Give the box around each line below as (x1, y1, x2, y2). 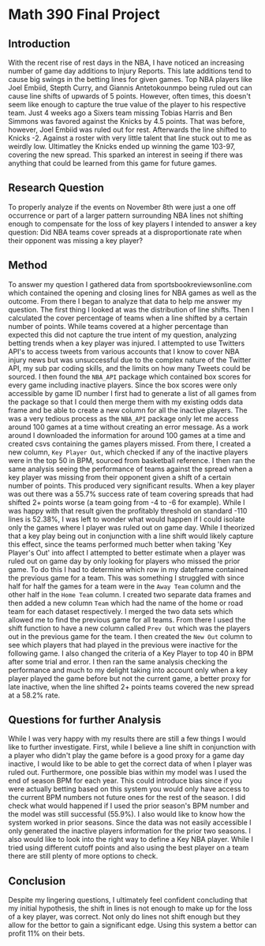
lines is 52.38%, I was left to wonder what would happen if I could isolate (8, 514, 245, 524)
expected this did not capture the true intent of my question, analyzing (8, 330, 237, 339)
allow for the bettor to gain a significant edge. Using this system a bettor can (8, 921, 257, 930)
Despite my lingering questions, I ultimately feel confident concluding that (8, 896, 248, 905)
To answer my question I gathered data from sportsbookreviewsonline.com (8, 279, 252, 289)
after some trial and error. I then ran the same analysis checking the (8, 656, 228, 666)
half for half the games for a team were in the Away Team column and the (8, 581, 241, 591)
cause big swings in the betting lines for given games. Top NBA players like (8, 75, 252, 84)
